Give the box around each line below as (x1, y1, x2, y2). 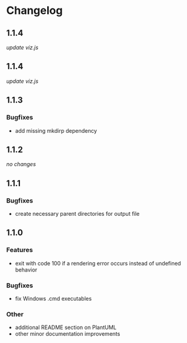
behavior (15, 266, 38, 273)
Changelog (6, 4, 63, 18)
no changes (6, 161, 36, 168)
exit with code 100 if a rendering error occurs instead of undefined (15, 259, 182, 267)
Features (6, 246, 33, 255)
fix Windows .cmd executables (15, 295, 92, 302)
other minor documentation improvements (15, 330, 120, 338)
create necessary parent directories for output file (15, 210, 140, 217)
